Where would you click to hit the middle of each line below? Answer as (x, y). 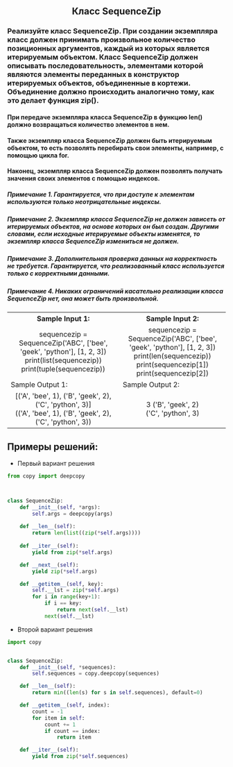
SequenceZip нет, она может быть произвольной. (83, 298)
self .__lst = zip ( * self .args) (76, 590)
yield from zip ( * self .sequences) (80, 757)
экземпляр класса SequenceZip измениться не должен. (93, 242)
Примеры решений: (53, 447)
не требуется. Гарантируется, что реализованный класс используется (116, 266)
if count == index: (72, 731)
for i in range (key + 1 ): (66, 597)
